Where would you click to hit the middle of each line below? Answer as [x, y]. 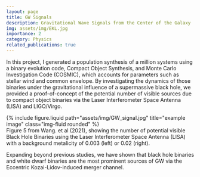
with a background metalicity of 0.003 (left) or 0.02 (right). [78, 143]
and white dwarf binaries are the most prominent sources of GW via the [94, 161]
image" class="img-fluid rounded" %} [53, 124]
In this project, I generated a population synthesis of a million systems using [99, 62]
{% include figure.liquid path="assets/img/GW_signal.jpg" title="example [96, 117]
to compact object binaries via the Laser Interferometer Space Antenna [93, 100]
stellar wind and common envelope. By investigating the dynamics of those [99, 80]
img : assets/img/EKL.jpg [37, 28]
